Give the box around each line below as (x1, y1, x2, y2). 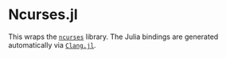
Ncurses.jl (8, 6, 78, 24)
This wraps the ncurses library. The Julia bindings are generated (8, 32, 219, 41)
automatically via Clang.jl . (8, 40, 97, 49)
